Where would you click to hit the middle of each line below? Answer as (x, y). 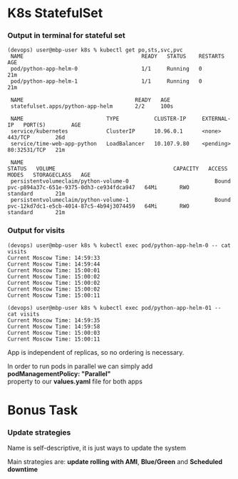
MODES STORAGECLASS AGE (49, 175)
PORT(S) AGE (52, 125)
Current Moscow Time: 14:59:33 (54, 258)
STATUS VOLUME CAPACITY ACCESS (118, 169)
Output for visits (36, 231)
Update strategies (39, 432)
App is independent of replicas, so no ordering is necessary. (96, 352)
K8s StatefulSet (55, 13)
